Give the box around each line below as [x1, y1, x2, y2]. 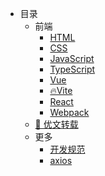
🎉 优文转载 [34, 118, 79, 130]
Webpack [49, 107, 90, 118]
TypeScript [49, 63, 96, 75]
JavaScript [49, 53, 95, 64]
